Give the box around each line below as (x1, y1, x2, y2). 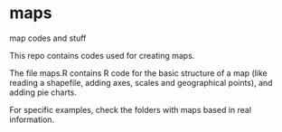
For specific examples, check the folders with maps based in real (9, 104, 251, 115)
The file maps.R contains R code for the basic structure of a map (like (9, 67, 268, 79)
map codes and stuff (9, 33, 87, 43)
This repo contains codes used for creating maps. (9, 50, 195, 61)
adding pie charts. (9, 87, 77, 98)
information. (9, 114, 55, 125)
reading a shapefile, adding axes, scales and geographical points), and (9, 77, 273, 88)
